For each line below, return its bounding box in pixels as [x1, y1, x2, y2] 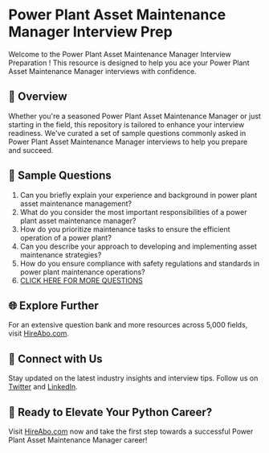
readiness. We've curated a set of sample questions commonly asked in [8, 128, 247, 138]
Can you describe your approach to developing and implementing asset [19, 241, 257, 251]
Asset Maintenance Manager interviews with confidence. [8, 66, 197, 76]
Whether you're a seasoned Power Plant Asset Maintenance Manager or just [8, 111, 261, 121]
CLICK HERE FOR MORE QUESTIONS [19, 275, 143, 285]
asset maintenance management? [19, 199, 132, 208]
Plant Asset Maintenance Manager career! [8, 435, 148, 444]
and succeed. [8, 145, 54, 154]
